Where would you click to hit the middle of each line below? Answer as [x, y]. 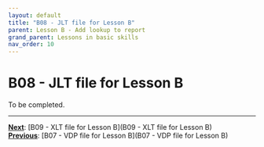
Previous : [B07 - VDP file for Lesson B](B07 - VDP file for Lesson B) [118, 136]
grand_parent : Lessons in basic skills [73, 37]
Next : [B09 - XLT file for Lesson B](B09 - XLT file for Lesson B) [110, 127]
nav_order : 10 [31, 45]
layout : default [35, 15]
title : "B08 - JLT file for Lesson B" [71, 23]
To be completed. [37, 105]
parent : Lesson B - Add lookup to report [77, 30]
